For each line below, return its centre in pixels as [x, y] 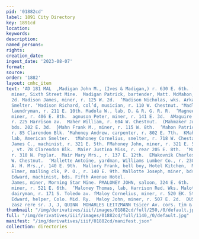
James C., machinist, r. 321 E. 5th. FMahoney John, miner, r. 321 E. [100, 144]
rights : [16, 50]
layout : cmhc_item [29, 84]
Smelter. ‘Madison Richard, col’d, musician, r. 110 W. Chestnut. [95, 105]
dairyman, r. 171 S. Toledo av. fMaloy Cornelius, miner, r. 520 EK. [99, 193]
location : [18, 28]
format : [16, 67]
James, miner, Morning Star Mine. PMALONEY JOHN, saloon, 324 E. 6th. [100, 183]
